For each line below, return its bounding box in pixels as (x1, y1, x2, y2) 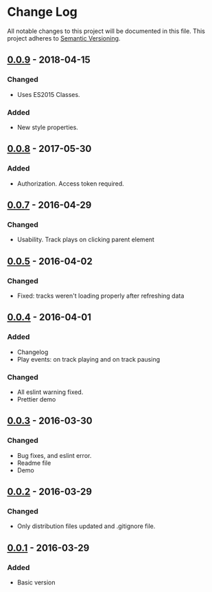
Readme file (16, 459, 51, 467)
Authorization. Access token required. (16, 179, 125, 188)
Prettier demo (16, 395, 56, 403)
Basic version (16, 578, 56, 586)
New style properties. (16, 123, 79, 131)
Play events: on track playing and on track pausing (16, 355, 160, 363)
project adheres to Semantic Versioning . (7, 34, 121, 42)
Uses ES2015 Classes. (16, 90, 80, 98)
